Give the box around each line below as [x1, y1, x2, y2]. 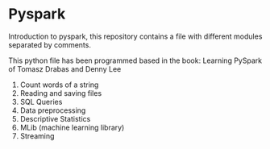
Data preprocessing [19, 106, 86, 115]
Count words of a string [19, 80, 99, 89]
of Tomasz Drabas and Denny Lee [8, 64, 122, 73]
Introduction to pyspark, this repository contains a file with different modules [8, 31, 263, 41]
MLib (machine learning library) [19, 122, 125, 132]
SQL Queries [19, 97, 63, 106]
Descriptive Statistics [19, 114, 91, 123]
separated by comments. [8, 39, 91, 49]
